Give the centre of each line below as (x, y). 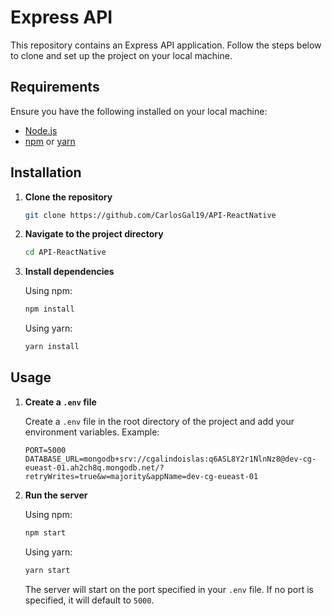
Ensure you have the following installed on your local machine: (139, 111)
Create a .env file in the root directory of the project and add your (159, 421)
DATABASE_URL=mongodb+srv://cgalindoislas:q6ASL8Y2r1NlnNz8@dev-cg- (170, 459)
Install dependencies (69, 272)
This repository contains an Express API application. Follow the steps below (166, 45)
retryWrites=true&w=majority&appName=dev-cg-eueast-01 (141, 476)
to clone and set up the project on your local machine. (121, 55)
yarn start (47, 570)
